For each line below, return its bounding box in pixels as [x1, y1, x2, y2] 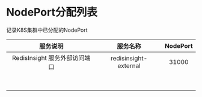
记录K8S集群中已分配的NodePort [6, 26, 88, 34]
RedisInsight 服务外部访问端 [11, 53, 91, 62]
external [117, 61, 141, 69]
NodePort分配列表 [6, 5, 98, 19]
